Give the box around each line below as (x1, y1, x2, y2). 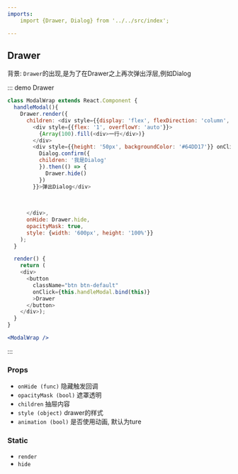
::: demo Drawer (7, 83, 55, 92)
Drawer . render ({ (20, 111, 69, 118)
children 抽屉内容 (17, 399, 71, 409)
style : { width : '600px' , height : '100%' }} (25, 229, 154, 237)
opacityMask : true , (25, 222, 84, 230)
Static (7, 436, 28, 446)
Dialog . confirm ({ (38, 150, 91, 157)
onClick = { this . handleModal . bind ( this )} (33, 289, 151, 296)
